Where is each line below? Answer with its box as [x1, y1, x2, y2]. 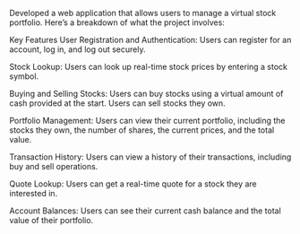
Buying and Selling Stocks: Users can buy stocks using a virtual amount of [9, 89, 284, 99]
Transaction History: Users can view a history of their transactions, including [9, 152, 292, 162]
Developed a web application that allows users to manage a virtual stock [9, 8, 277, 18]
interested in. [9, 188, 58, 198]
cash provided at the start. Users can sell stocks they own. [9, 98, 226, 108]
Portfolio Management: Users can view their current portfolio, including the [9, 116, 286, 126]
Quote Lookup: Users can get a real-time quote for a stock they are [9, 178, 257, 189]
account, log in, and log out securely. [9, 44, 146, 55]
